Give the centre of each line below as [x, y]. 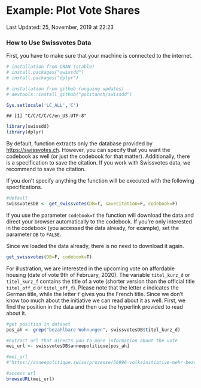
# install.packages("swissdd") [45, 73]
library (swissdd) [28, 127]
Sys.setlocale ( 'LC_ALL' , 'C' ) [42, 105]
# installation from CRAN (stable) [51, 67]
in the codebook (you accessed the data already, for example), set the [93, 228]
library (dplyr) [25, 132]
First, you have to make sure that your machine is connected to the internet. [100, 56]
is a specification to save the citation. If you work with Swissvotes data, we [98, 163]
